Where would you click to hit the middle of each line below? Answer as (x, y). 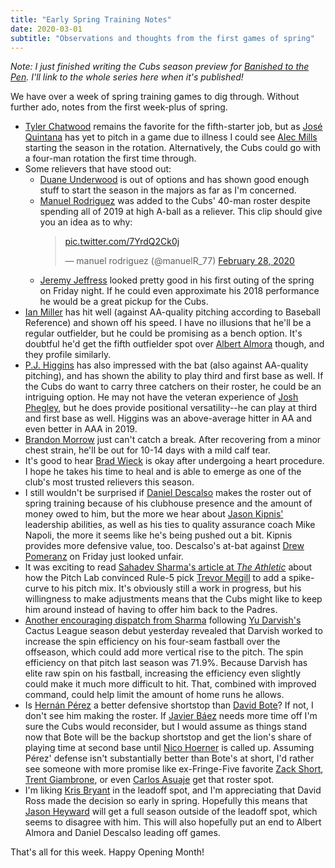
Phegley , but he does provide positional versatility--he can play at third (171, 408)
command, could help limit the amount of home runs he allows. (154, 695)
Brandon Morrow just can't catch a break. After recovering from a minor (173, 440)
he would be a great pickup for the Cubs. (124, 302)
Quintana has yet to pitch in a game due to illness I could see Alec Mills (171, 137)
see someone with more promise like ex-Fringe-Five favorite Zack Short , (174, 769)
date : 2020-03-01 (46, 29)
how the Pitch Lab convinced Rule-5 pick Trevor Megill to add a (155, 578)
